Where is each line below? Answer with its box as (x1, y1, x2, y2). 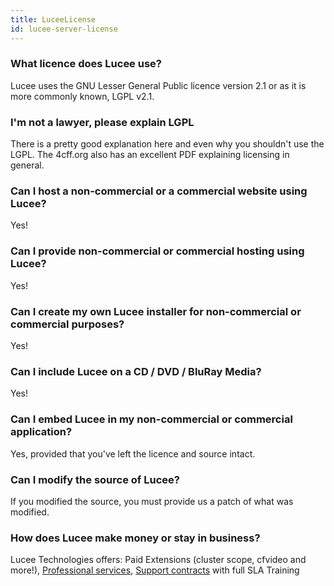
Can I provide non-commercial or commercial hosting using (10, 244, 305, 258)
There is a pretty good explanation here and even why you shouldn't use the (10, 138, 325, 150)
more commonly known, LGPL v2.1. (10, 90, 155, 102)
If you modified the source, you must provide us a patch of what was (10, 495, 294, 507)
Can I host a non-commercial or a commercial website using (10, 184, 308, 198)
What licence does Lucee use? (10, 57, 162, 71)
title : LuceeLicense (10, 14, 97, 25)
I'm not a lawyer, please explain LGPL (10, 115, 195, 129)
